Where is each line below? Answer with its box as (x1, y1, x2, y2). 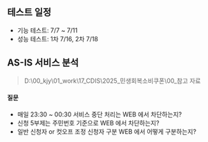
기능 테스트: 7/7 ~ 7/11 (17, 26, 78, 34)
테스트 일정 (7, 6, 52, 19)
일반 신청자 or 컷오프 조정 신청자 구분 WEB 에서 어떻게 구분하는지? (17, 127, 197, 136)
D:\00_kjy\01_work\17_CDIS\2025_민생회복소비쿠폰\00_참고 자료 (23, 77, 202, 85)
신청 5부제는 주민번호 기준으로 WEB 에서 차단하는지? (17, 119, 160, 127)
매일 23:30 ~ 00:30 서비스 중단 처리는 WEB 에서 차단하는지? (17, 110, 182, 119)
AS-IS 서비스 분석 (7, 57, 79, 69)
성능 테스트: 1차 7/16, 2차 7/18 (17, 34, 99, 43)
